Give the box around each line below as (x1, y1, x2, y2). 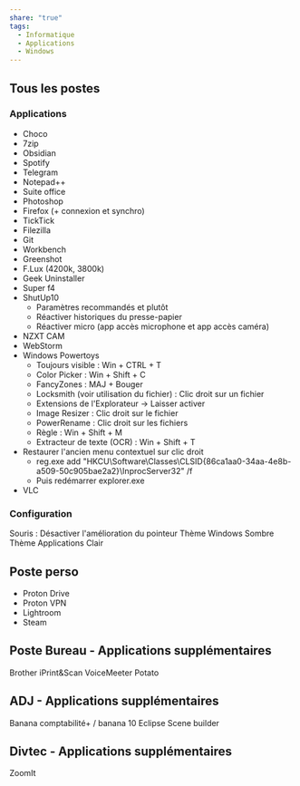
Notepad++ (22, 176, 66, 187)
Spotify (22, 157, 50, 168)
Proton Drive (22, 587, 70, 598)
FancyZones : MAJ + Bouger (35, 378, 143, 390)
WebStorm (22, 340, 63, 351)
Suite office (22, 186, 66, 197)
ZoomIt (9, 768, 36, 779)
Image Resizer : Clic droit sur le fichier (35, 407, 179, 418)
